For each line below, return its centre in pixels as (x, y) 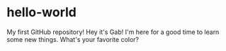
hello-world (42, 12)
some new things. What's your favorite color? (73, 39)
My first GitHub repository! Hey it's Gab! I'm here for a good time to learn (113, 32)
